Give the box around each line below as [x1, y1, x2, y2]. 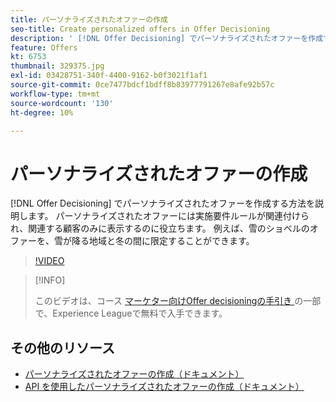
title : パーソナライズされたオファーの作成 [10, 14, 168, 25]
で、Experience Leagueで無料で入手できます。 [34, 307, 228, 320]
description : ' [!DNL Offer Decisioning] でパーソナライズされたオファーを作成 [10, 33, 324, 43]
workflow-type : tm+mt [10, 89, 101, 99]
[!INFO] [34, 274, 66, 286]
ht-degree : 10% [10, 107, 74, 118]
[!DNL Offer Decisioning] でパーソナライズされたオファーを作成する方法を [10, 197, 316, 210]
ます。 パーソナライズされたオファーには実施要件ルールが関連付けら [27, 210, 310, 222]
